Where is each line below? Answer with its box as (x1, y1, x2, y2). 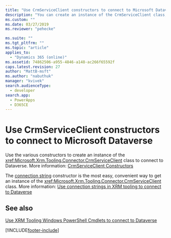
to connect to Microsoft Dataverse (5, 135, 153, 147)
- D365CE (10, 102, 28, 107)
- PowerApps (10, 98, 36, 103)
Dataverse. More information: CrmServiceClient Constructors (5, 163, 133, 169)
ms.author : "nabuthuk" (5, 74, 53, 79)
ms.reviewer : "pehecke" (5, 27, 56, 32)
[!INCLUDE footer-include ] (5, 227, 60, 233)
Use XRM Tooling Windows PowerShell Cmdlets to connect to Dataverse (5, 218, 157, 223)
